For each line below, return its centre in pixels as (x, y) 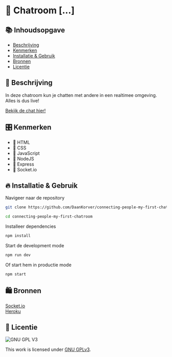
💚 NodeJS (23, 158)
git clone (16, 207)
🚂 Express (23, 164)
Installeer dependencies (31, 226)
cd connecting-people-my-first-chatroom (49, 217)
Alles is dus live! (22, 101)
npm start (16, 274)
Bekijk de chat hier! (26, 110)
